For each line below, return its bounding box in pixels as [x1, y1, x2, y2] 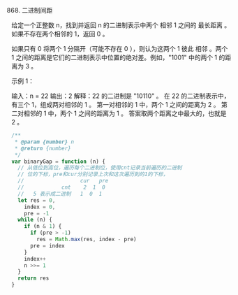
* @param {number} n [14, 138, 75, 145]
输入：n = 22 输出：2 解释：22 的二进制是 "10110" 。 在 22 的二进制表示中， [11, 92, 230, 100]
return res [17, 275, 50, 282]
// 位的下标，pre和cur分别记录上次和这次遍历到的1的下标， [17, 171, 169, 178]
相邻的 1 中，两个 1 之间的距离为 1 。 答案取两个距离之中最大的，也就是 [23, 109, 227, 117]
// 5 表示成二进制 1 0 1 [17, 190, 103, 197]
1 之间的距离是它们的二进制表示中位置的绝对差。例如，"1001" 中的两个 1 [11, 53, 218, 62]
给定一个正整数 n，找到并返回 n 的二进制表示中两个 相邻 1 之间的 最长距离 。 [11, 21, 231, 29]
